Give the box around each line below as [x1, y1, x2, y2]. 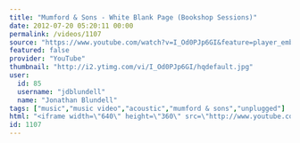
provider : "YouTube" [9, 54, 87, 63]
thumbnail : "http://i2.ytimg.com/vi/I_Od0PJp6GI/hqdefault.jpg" [9, 63, 254, 72]
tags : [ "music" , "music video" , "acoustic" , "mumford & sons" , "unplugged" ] [9, 104, 286, 113]
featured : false [9, 46, 70, 55]
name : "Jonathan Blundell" [17, 95, 118, 105]
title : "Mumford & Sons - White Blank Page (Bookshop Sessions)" [9, 12, 257, 22]
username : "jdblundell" [17, 87, 105, 96]
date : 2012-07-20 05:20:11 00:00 [9, 21, 134, 30]
